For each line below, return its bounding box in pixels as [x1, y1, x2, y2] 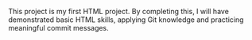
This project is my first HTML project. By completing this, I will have [8, 7, 229, 16]
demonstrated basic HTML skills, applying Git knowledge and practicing [8, 15, 244, 24]
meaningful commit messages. [8, 24, 109, 32]
